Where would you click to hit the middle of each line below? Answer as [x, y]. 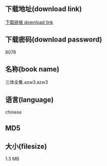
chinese [13, 112]
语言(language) [30, 100]
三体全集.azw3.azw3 [27, 82]
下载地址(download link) [44, 9]
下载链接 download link [29, 22]
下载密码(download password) [54, 40]
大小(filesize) [26, 147]
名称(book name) [32, 69]
